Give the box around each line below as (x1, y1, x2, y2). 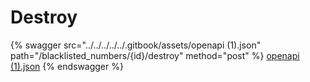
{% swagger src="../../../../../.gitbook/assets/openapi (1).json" (10, 39, 262, 51)
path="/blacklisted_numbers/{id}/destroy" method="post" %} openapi (10, 49, 300, 61)
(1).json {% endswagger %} (10, 60, 124, 72)
